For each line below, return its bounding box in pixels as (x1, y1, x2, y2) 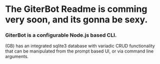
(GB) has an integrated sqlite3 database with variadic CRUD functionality (5, 43, 155, 49)
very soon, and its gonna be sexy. (5, 14, 148, 25)
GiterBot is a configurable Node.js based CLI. (5, 32, 117, 39)
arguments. (5, 54, 29, 60)
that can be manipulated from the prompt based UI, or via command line (5, 48, 154, 54)
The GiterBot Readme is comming (5, 3, 147, 15)
